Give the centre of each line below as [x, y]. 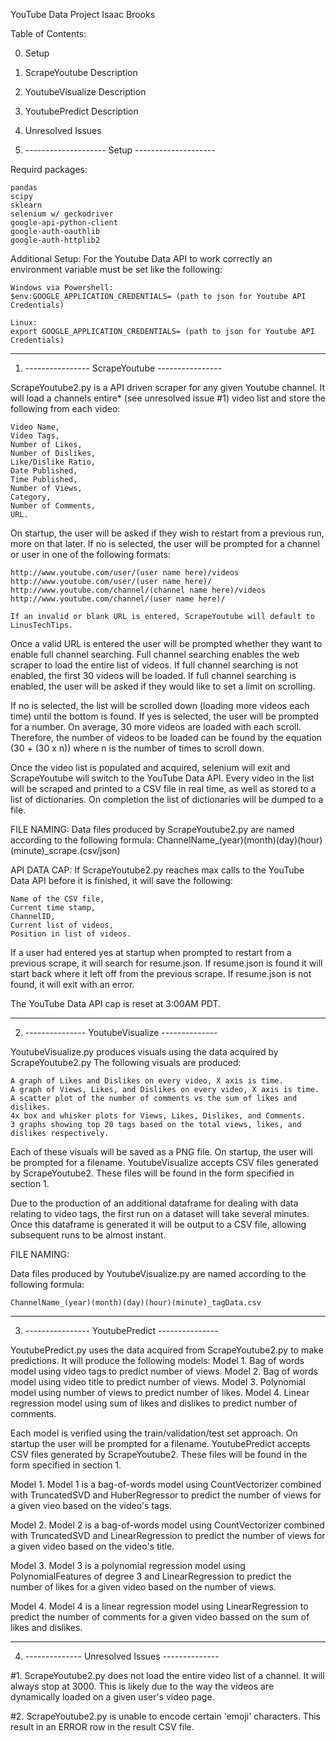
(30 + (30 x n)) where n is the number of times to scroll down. [137, 748]
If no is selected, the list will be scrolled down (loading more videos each [160, 705]
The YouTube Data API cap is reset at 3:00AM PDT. [116, 1003]
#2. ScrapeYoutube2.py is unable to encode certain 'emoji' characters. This [165, 1716]
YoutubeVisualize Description [85, 92]
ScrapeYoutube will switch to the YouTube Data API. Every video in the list [162, 778]
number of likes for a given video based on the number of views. [143, 1587]
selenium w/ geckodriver [62, 214]
